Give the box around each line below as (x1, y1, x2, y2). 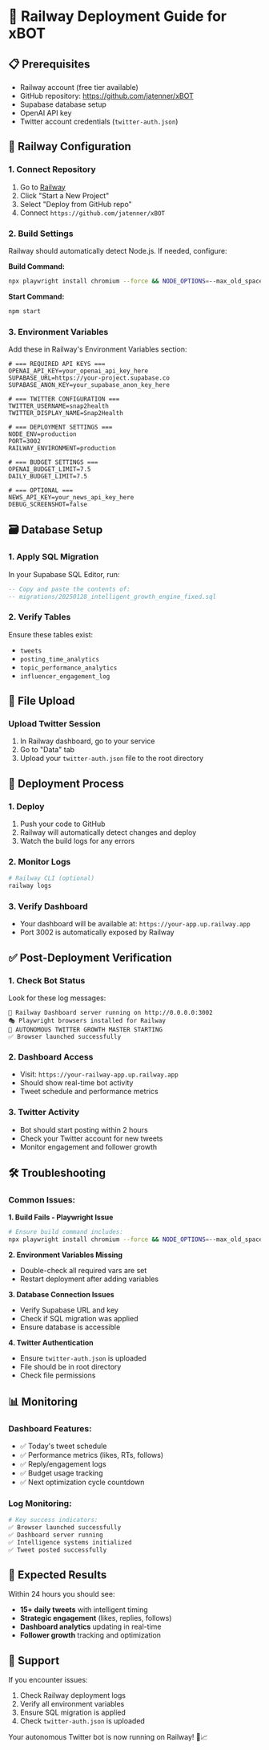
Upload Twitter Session (8, 718, 102, 730)
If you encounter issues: (8, 1675, 88, 1685)
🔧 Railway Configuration (8, 140, 132, 153)
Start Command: (8, 291, 65, 301)
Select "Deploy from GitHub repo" (19, 199, 132, 209)
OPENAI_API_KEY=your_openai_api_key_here (8, 367, 149, 376)
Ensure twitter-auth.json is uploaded (19, 1353, 147, 1363)
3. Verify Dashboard (8, 901, 88, 912)
